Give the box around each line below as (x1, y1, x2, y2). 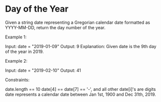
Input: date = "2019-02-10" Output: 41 (5, 67, 81, 73)
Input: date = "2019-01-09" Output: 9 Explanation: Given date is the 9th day (5, 43, 157, 49)
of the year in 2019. (5, 49, 44, 54)
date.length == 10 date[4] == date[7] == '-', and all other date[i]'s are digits (5, 86, 156, 92)
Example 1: (5, 34, 27, 40)
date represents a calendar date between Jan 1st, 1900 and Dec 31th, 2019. (5, 91, 156, 97)
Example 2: (5, 58, 28, 64)
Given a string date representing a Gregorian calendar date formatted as (5, 19, 150, 25)
